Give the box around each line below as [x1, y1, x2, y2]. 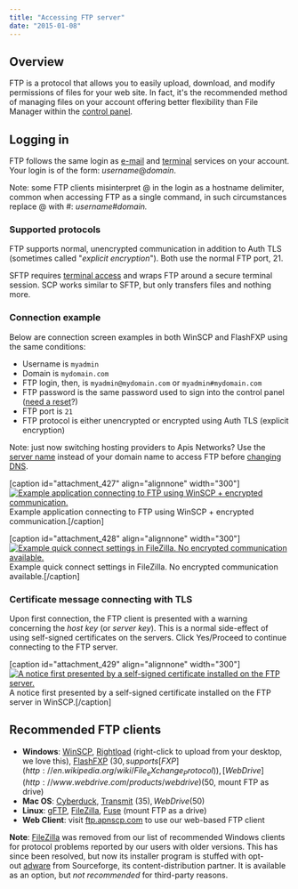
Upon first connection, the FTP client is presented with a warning [9, 613, 248, 624]
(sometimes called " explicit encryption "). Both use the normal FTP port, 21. [9, 253, 284, 263]
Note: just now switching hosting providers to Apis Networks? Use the [9, 441, 266, 452]
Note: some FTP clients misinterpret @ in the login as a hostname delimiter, [9, 182, 285, 193]
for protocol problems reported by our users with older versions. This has [9, 841, 278, 852]
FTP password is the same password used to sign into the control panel [21, 386, 285, 397]
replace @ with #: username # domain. [9, 201, 148, 212]
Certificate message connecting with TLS [9, 593, 193, 605]
